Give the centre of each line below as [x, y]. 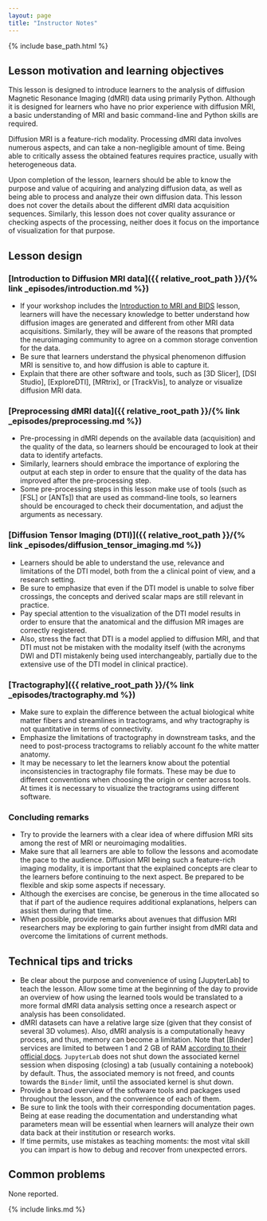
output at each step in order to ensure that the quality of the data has [133, 472]
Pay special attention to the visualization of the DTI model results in [130, 613]
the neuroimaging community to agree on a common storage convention [139, 340]
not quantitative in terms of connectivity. [86, 729]
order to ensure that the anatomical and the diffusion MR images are [132, 621]
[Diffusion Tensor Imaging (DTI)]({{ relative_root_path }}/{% [127, 535]
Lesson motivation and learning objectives [116, 70]
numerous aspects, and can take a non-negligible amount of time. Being [127, 147]
